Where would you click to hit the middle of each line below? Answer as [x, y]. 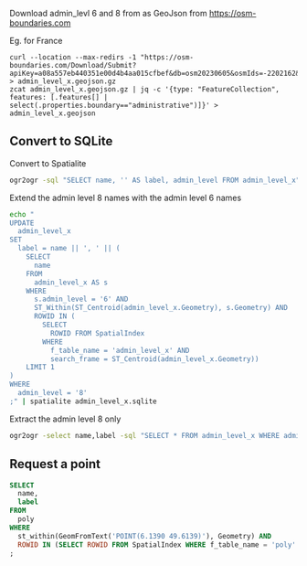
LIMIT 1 [40, 368]
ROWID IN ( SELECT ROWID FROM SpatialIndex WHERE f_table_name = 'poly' [157, 545]
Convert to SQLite [61, 141]
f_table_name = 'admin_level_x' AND [120, 350]
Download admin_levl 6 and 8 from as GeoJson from [108, 13]
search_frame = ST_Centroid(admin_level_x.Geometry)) [154, 359]
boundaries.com [40, 23]
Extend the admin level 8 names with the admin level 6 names [126, 198]
